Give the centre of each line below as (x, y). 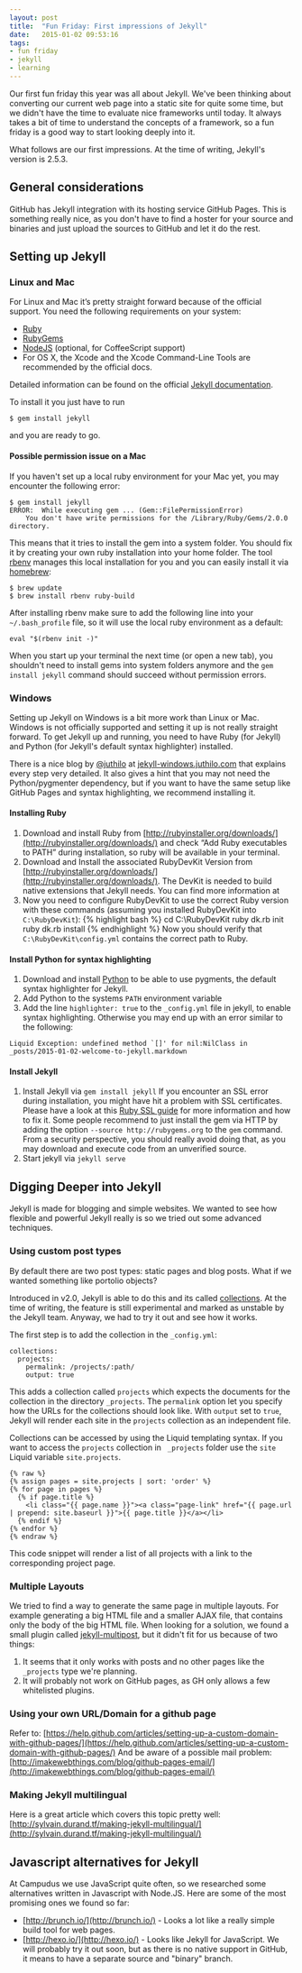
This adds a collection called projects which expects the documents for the (150, 1391)
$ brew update (36, 588)
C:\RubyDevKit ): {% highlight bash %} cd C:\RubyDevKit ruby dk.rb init (153, 920)
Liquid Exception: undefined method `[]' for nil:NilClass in (128, 1044)
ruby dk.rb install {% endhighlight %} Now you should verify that (142, 929)
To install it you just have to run (67, 402)
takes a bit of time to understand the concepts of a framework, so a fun (142, 122)
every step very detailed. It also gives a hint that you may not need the (140, 773)
